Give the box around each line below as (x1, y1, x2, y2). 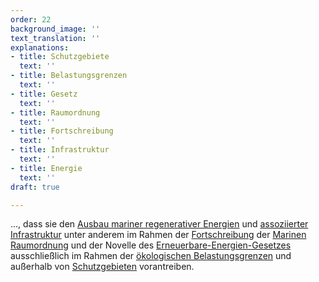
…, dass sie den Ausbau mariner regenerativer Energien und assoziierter (10, 218, 309, 230)
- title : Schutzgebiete (10, 52, 110, 62)
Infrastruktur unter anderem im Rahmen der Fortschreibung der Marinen (10, 229, 307, 241)
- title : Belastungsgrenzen (10, 71, 128, 81)
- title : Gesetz (10, 89, 78, 99)
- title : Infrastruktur (10, 145, 110, 155)
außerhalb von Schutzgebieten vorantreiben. (10, 261, 195, 273)
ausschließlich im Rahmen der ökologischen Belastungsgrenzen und (10, 250, 292, 262)
